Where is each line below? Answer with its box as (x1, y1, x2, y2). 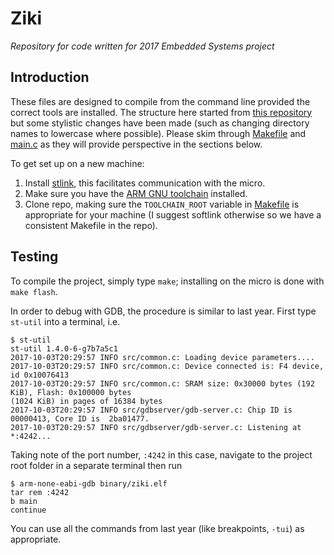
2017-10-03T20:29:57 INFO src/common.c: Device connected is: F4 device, (10, 361, 325, 371)
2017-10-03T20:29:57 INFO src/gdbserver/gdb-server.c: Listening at (10, 422, 302, 432)
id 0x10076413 (10, 370, 70, 380)
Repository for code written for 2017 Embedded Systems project (10, 40, 275, 52)
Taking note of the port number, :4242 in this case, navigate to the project (10, 448, 313, 461)
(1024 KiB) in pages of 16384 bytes (10, 396, 163, 406)
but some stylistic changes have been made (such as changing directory (10, 117, 310, 129)
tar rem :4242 (10, 487, 70, 497)
